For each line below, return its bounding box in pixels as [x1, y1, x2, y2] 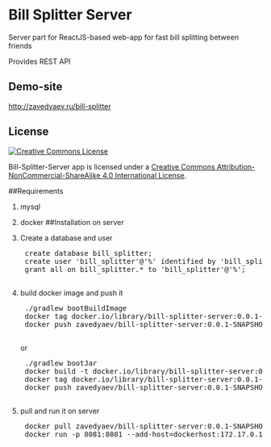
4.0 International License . [102, 170, 187, 180]
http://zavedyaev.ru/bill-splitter [8, 101, 111, 111]
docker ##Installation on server [19, 217, 125, 227]
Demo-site [8, 80, 63, 94]
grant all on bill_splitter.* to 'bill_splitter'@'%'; [24, 265, 246, 274]
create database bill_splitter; [24, 249, 153, 257]
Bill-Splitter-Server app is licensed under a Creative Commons [8, 161, 215, 171]
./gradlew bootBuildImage [24, 303, 127, 312]
